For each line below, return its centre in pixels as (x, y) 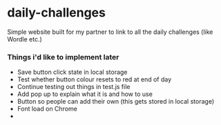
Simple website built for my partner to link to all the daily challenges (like (110, 32)
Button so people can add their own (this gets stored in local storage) (116, 102)
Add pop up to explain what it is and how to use (85, 94)
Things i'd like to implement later (63, 57)
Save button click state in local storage (72, 72)
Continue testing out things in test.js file (74, 87)
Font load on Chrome (47, 109)
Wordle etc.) (25, 39)
